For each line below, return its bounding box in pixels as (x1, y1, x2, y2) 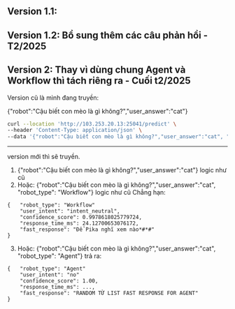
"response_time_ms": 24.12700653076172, (20, 220, 139, 227)
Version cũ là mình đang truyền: (7, 93, 99, 102)
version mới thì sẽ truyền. (7, 153, 80, 161)
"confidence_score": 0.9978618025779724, (20, 214, 142, 221)
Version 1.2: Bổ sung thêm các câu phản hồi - (7, 29, 208, 41)
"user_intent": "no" (20, 271, 80, 278)
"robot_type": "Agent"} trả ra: (17, 252, 102, 260)
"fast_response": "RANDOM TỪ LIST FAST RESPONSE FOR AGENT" (20, 289, 199, 297)
